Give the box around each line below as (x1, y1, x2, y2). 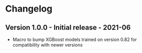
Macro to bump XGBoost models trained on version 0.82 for (12, 36, 137, 42)
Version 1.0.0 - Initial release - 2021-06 (5, 23, 131, 32)
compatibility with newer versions (12, 42, 83, 48)
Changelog (5, 3, 53, 15)
